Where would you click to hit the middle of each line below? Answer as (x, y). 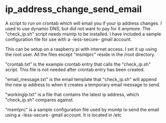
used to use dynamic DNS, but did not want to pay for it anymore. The (78, 28)
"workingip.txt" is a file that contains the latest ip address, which (72, 94)
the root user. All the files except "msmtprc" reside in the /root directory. (80, 54)
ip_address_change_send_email (74, 9)
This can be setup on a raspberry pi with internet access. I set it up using (81, 49)
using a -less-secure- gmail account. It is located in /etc (64, 115)
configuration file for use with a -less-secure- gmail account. (69, 39)
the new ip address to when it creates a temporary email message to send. (83, 85)
